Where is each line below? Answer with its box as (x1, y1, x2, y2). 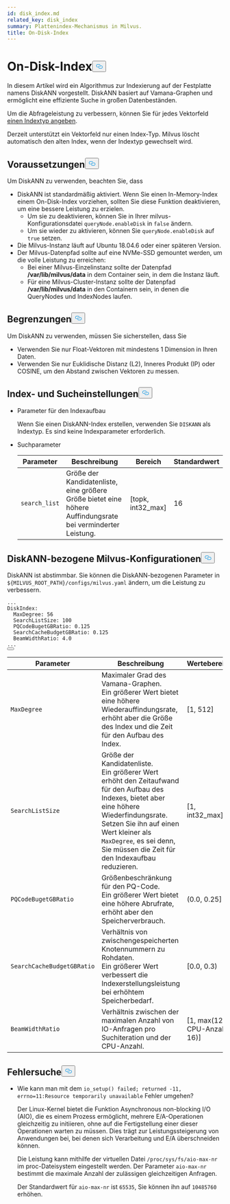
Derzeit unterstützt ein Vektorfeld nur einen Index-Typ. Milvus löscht (7, 130, 200, 138)
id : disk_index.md (7, 10, 60, 17)
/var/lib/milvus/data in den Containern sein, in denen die (27, 285, 190, 293)
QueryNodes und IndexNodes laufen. (27, 293, 133, 300)
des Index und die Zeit (101, 722, 173, 732)
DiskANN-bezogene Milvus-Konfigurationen (7, 553, 202, 565)
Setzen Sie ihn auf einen (101, 819, 179, 829)
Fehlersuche (7, 1066, 62, 1078)
